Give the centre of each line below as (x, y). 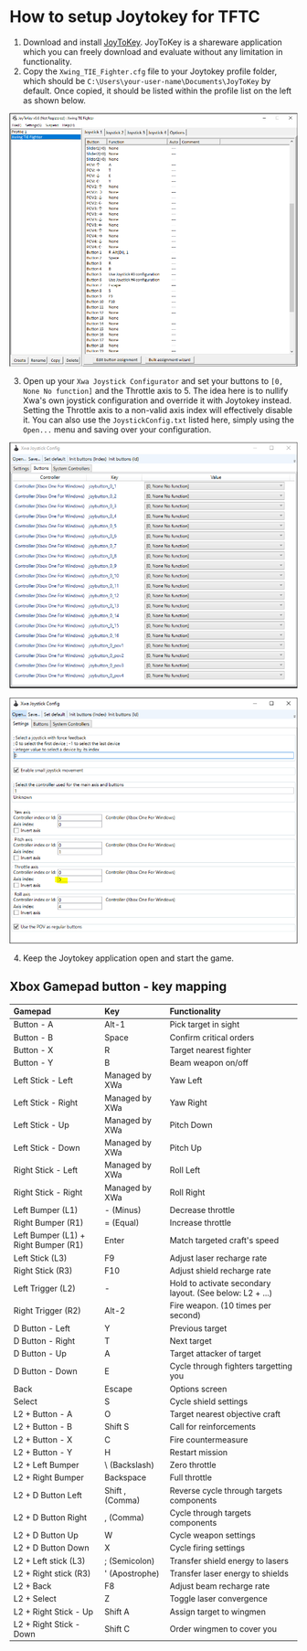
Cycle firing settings (207, 1548)
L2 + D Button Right (50, 1518)
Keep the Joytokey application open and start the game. (128, 958)
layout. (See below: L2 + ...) (221, 1293)
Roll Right (187, 1193)
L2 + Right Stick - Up (53, 1612)
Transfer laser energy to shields (229, 1573)
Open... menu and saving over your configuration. (117, 429)
